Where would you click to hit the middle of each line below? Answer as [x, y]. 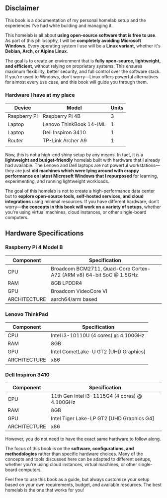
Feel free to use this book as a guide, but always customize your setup [78, 480]
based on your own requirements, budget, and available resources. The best [83, 485]
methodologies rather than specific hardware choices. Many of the [74, 454]
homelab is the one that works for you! [45, 490]
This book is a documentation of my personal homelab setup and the [76, 20]
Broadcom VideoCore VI [79, 291]
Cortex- [141, 268]
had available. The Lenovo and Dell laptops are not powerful [67, 165]
